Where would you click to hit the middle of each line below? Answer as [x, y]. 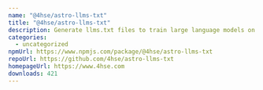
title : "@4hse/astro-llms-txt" [59, 23]
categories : [28, 37]
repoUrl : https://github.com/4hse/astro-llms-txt [91, 59]
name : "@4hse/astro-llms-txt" [58, 15]
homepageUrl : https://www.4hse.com [67, 67]
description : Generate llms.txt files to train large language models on [132, 30]
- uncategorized [42, 45]
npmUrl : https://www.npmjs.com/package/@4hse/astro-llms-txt [111, 52]
